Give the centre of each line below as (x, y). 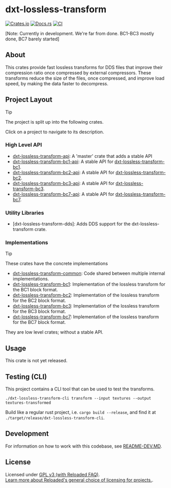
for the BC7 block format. (39, 322)
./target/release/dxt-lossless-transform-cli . (55, 418)
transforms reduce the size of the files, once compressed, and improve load (85, 78)
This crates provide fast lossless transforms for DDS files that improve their (84, 67)
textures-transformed (28, 403)
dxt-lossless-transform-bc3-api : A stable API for (63, 183)
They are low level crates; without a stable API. (54, 332)
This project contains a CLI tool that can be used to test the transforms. (80, 389)
